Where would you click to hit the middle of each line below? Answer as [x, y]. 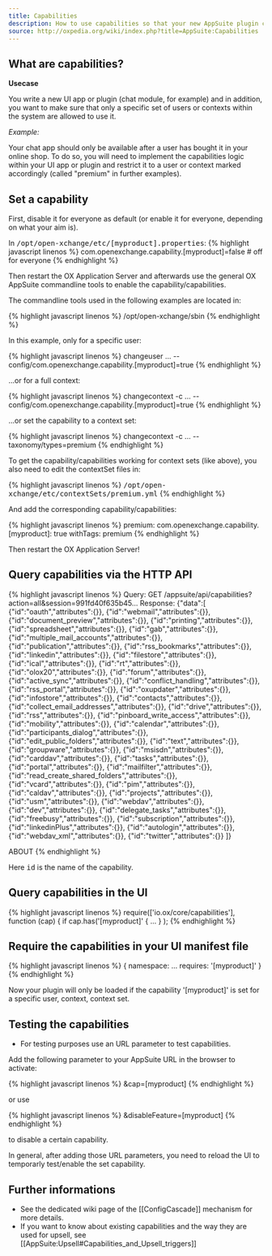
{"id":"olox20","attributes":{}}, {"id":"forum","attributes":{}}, [107, 672]
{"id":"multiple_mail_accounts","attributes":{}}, [86, 637]
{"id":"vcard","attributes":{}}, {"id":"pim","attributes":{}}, [102, 784]
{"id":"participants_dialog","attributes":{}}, [79, 732]
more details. [42, 1218]
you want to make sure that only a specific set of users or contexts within [131, 108]
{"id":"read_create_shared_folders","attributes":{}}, [93, 775]
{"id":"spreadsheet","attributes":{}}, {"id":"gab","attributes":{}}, [113, 629]
